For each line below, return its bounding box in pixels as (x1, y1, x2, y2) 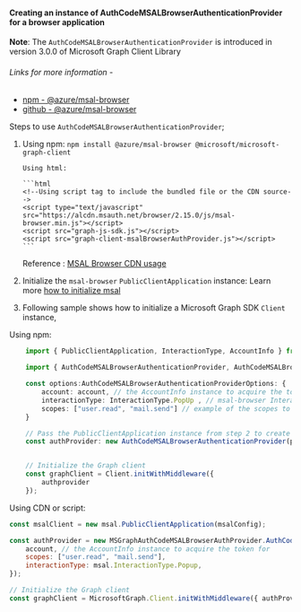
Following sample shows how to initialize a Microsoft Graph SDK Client (21, 302, 286, 313)
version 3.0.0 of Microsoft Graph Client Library (9, 46, 182, 57)
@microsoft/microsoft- (194, 140, 280, 150)
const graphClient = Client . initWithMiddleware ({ (25, 469, 215, 479)
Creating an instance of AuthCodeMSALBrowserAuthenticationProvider (9, 7, 283, 18)
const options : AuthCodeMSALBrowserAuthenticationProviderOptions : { (25, 380, 287, 389)
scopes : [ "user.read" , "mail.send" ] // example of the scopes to (41, 404, 291, 413)
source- (262, 188, 292, 197)
